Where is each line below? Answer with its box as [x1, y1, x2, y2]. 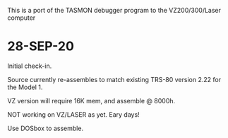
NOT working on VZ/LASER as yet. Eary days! [7, 110, 140, 119]
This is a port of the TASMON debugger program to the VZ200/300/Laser [7, 6, 221, 14]
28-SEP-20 [7, 38, 74, 54]
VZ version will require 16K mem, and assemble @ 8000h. [7, 96, 176, 105]
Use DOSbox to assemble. [7, 124, 83, 132]
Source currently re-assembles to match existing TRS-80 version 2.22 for [7, 75, 221, 84]
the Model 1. [7, 83, 43, 91]
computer [7, 13, 36, 22]
